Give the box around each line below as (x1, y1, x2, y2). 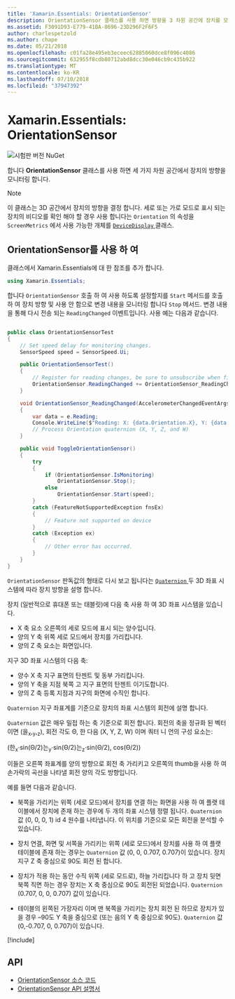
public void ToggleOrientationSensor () (20, 445, 136, 452)
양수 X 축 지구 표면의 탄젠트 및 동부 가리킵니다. (17, 671, 145, 680)
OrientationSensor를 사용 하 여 (7, 244, 138, 256)
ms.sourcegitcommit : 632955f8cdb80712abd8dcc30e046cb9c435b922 (7, 56, 196, 63)
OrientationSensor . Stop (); (57, 478, 136, 485)
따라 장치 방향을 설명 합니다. (25, 585, 103, 593)
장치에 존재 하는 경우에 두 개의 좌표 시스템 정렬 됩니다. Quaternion (41, 807, 222, 815)
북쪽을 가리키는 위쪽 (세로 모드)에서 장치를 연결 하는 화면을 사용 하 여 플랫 (17, 798, 218, 807)
